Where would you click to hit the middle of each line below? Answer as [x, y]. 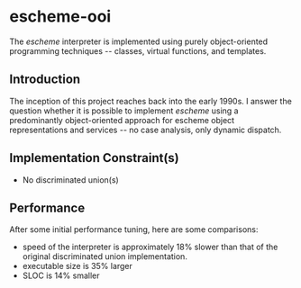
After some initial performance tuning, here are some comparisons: [134, 229]
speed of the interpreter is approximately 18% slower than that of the [150, 247]
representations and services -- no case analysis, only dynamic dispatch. [146, 130]
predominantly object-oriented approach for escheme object [122, 120]
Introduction [45, 80]
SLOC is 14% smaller [61, 275]
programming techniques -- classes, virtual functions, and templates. [138, 50]
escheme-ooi [60, 17]
